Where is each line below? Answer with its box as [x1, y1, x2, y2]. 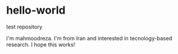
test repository [6, 23, 43, 30]
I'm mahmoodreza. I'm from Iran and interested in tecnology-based [6, 34, 173, 42]
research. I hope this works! [6, 41, 75, 48]
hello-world [6, 4, 66, 17]
